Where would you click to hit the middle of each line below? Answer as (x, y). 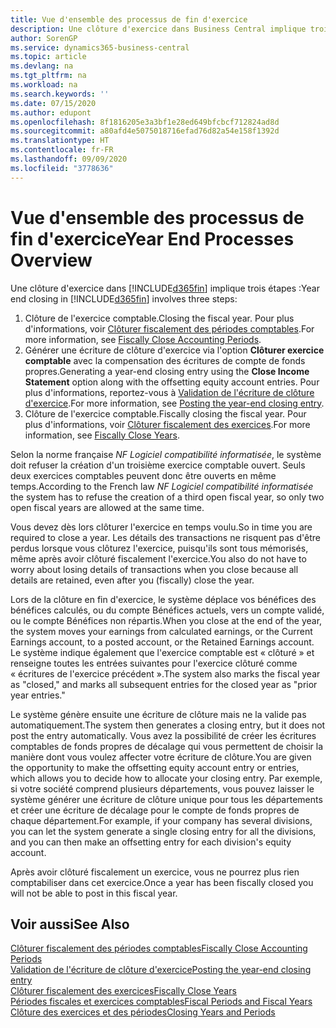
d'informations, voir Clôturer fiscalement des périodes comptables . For (169, 328)
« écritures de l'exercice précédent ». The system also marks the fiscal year (165, 673)
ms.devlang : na (42, 66)
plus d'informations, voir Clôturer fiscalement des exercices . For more (167, 424)
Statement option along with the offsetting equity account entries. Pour (172, 382)
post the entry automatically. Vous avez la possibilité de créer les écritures (163, 735)
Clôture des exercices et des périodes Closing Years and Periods (143, 1012)
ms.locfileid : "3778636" (62, 168)
